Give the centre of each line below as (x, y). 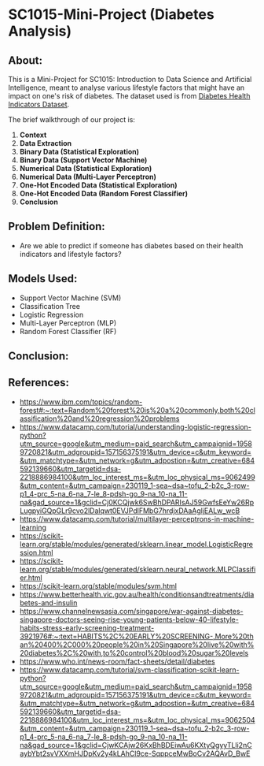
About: (26, 60)
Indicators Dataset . (39, 104)
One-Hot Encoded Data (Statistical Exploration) (98, 185)
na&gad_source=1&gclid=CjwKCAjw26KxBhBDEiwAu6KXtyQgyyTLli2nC (136, 745)
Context (33, 135)
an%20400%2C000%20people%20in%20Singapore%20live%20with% (137, 645)
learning (33, 527)
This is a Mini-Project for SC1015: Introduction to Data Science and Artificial (130, 79)
